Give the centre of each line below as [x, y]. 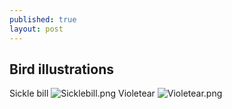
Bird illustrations [61, 69]
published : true [43, 19]
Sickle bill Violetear [82, 93]
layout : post [36, 29]
